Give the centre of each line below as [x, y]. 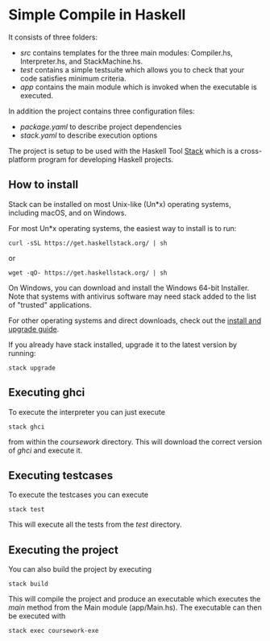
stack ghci [27, 427]
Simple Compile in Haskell [97, 15]
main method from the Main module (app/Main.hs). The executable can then [135, 608]
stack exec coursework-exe [54, 631]
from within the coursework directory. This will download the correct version [135, 441]
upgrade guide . [34, 329]
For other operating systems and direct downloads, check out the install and [135, 320]
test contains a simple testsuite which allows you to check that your [132, 69]
